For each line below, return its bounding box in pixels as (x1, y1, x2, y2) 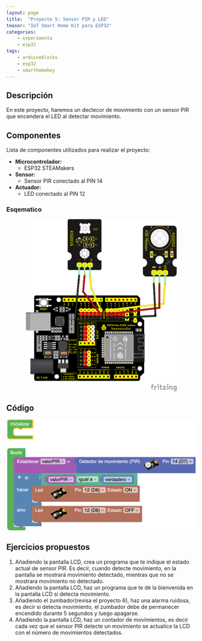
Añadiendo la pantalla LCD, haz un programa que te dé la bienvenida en (14, 584, 194, 591)
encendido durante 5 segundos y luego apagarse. (14, 610, 139, 617)
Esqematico (6, 206, 42, 214)
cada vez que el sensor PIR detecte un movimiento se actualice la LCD (14, 622, 191, 630)
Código (6, 403, 34, 414)
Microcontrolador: (14, 158, 62, 166)
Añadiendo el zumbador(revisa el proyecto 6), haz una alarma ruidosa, (14, 596, 191, 604)
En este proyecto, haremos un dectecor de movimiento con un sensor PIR (6, 106, 189, 114)
